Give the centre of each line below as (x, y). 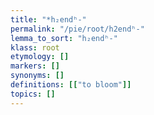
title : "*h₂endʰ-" (48, 19)
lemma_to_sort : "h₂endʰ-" (64, 38)
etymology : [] (40, 57)
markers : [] (35, 66)
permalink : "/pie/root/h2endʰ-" (77, 29)
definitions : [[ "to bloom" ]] (71, 85)
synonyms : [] (37, 76)
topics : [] (33, 94)
